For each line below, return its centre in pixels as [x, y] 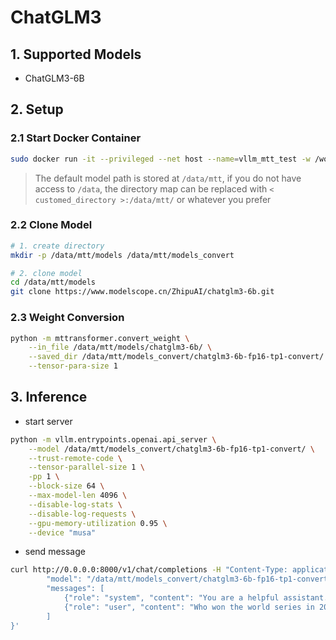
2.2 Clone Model [51, 225]
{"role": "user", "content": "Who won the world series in [189, 607]
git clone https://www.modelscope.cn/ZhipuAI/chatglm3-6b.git [142, 292]
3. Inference [49, 397]
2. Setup [37, 109]
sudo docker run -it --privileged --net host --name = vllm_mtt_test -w [160, 159]
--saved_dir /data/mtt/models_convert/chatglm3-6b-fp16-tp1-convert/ [176, 357]
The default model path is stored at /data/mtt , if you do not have [168, 178]
